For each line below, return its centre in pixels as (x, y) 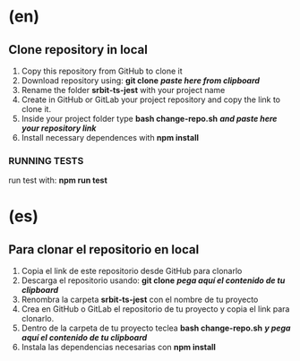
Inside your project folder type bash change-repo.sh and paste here (149, 119)
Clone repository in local (78, 50)
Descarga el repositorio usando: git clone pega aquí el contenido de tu (153, 280)
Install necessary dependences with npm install (110, 138)
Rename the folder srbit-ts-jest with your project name (123, 90)
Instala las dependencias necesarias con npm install (119, 348)
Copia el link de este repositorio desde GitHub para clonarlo (132, 271)
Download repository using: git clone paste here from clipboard (141, 81)
